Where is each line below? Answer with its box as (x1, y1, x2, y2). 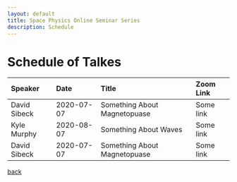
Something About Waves (100, 125, 183, 135)
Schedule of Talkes (7, 54, 122, 70)
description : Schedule (7, 23, 74, 30)
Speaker (11, 84, 40, 94)
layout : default (7, 10, 55, 18)
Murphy (11, 129, 37, 139)
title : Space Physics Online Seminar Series (7, 17, 140, 24)
